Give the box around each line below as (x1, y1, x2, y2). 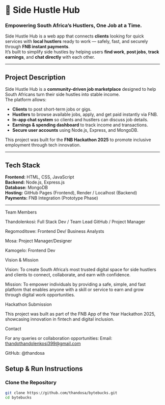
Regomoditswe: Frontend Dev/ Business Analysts (5, 228, 105, 234)
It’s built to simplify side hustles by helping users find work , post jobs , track (5, 49, 160, 55)
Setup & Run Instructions (5, 365, 83, 373)
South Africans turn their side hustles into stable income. (5, 91, 120, 98)
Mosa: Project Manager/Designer (5, 238, 72, 244)
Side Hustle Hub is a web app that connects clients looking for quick (5, 33, 144, 39)
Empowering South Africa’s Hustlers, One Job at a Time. (5, 22, 142, 29)
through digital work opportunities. (5, 292, 75, 298)
